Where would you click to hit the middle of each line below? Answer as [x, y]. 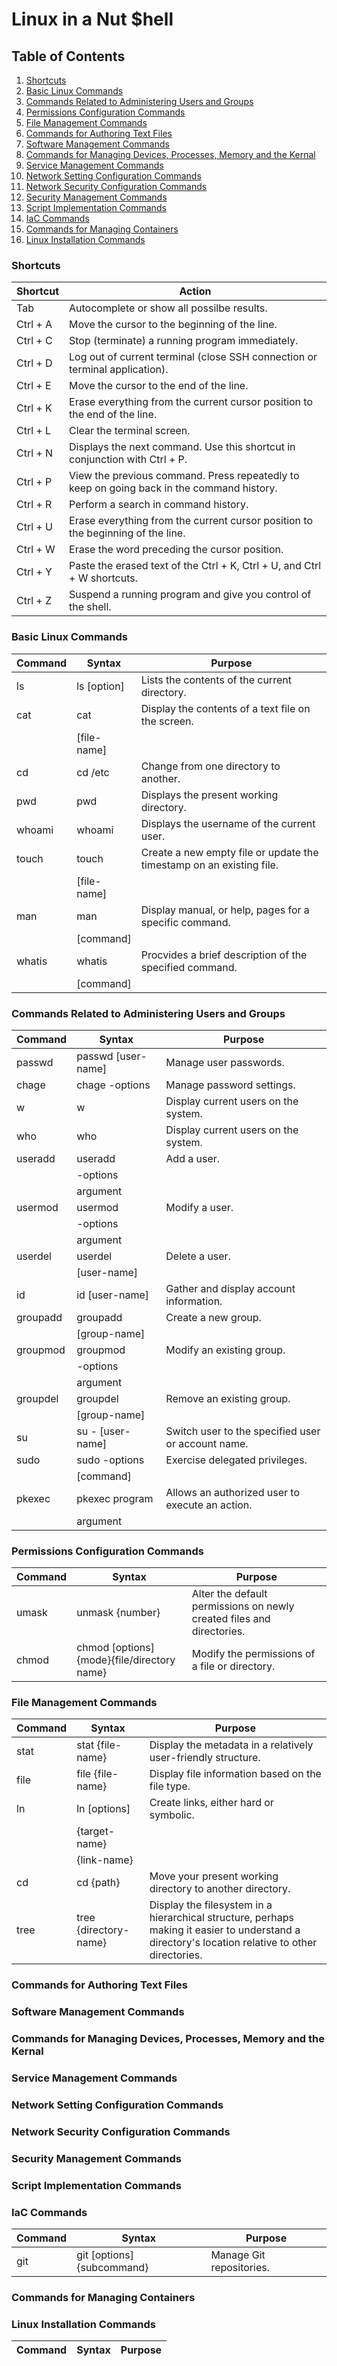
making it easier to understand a [225, 1930]
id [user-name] [113, 1295]
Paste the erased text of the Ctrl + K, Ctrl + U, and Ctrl [195, 566]
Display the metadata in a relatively [231, 1745]
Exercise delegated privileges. [236, 1460]
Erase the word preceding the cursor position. [176, 550]
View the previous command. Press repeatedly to [184, 476]
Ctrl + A [34, 325]
